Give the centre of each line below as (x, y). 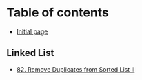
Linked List (30, 53)
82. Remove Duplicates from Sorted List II (75, 69)
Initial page (32, 31)
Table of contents (58, 13)
